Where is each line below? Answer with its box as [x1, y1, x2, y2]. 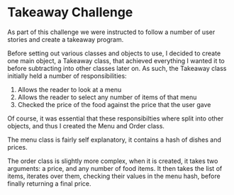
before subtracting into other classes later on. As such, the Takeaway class [7, 64, 227, 72]
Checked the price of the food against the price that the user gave [17, 100, 211, 108]
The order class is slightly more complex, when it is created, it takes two [7, 157, 218, 165]
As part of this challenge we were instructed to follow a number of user [7, 28, 216, 36]
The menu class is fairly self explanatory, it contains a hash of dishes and [7, 135, 221, 144]
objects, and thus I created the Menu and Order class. [7, 121, 165, 130]
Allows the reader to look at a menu [17, 85, 122, 94]
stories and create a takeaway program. [7, 35, 124, 43]
